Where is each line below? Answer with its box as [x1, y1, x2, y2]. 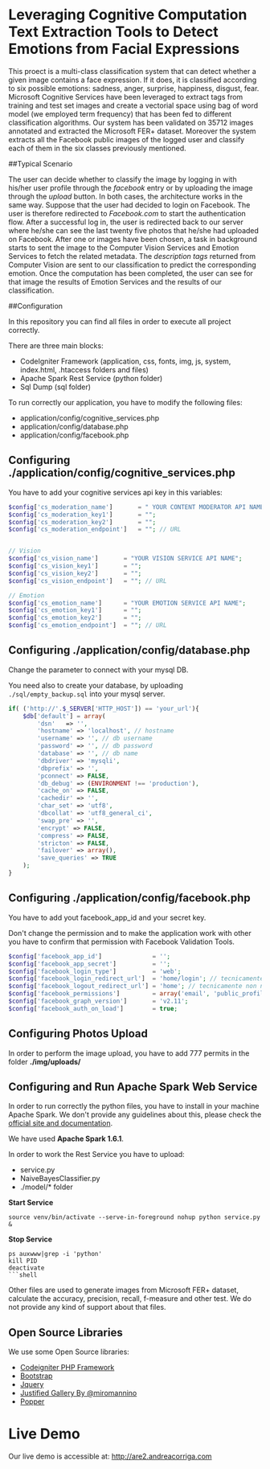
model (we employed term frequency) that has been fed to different [8, 109, 232, 118]
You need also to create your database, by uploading [8, 680, 183, 690]
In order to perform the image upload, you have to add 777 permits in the [8, 1048, 250, 1058]
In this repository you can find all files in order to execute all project [8, 316, 231, 326]
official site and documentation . [8, 1118, 113, 1128]
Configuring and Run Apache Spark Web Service [8, 1080, 258, 1094]
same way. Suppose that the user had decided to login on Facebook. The [8, 199, 251, 210]
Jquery [19, 1380, 44, 1389]
